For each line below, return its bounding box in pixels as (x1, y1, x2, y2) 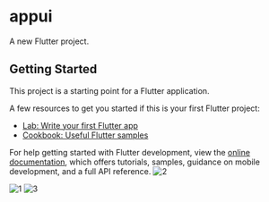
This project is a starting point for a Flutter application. (9, 85, 210, 96)
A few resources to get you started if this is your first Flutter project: (9, 103, 260, 114)
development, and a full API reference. (9, 165, 152, 176)
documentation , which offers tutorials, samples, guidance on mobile (9, 156, 260, 167)
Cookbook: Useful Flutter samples (22, 130, 149, 140)
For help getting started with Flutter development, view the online (9, 147, 251, 157)
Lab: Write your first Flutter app (22, 120, 139, 130)
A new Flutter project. (9, 36, 90, 46)
